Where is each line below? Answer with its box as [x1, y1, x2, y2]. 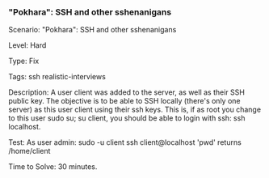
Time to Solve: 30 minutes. [8, 162, 98, 172]
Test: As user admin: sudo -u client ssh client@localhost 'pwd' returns [8, 138, 242, 147]
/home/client [8, 146, 51, 156]
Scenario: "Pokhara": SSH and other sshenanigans [8, 25, 177, 35]
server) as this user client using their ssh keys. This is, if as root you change [8, 104, 261, 115]
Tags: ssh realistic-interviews [8, 72, 107, 82]
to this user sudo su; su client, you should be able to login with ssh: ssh [8, 113, 246, 123]
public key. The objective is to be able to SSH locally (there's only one [8, 96, 241, 106]
